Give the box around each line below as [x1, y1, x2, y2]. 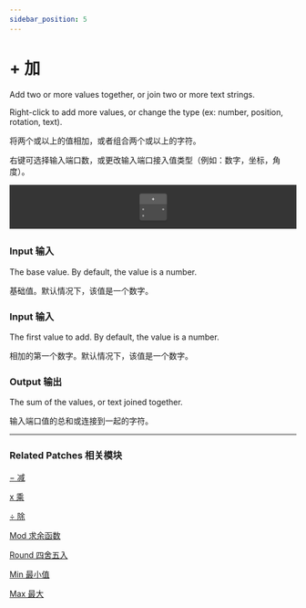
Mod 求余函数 [9, 529, 61, 540]
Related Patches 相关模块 [9, 449, 123, 462]
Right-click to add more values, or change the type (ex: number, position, [9, 106, 284, 118]
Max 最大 [9, 588, 45, 599]
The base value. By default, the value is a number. [9, 266, 198, 278]
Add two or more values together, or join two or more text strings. [9, 89, 255, 100]
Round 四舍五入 [9, 549, 68, 561]
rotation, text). [9, 116, 63, 127]
